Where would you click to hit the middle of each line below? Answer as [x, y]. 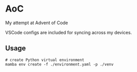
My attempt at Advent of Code [37, 23]
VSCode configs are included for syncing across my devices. [68, 32]
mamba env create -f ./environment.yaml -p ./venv [59, 64]
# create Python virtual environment [45, 60]
